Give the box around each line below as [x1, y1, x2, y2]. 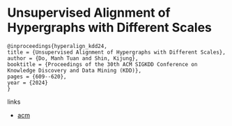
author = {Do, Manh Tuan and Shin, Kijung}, [7, 54, 139, 62]
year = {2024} [7, 79, 49, 86]
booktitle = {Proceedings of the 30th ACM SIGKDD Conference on [7, 61, 198, 68]
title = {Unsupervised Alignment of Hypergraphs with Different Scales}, [7, 49, 226, 56]
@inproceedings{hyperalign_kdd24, [7, 42, 108, 49]
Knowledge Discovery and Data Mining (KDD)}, [7, 67, 141, 74]
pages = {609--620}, [7, 73, 68, 80]
